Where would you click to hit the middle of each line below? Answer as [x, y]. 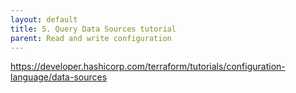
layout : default [44, 19]
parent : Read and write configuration [91, 38]
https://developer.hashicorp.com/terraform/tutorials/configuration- [148, 67]
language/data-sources [59, 77]
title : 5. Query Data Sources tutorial [93, 29]
